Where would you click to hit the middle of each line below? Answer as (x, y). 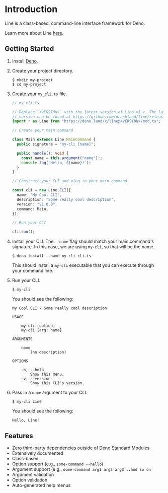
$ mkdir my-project (32, 80)
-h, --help (33, 370)
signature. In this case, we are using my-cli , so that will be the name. (83, 247)
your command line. (33, 271)
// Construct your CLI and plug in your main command (69, 181)
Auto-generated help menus (41, 485)
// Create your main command (43, 130)
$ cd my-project (29, 84)
